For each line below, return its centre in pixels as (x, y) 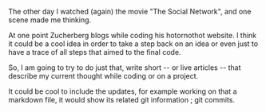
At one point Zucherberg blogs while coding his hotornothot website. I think (133, 35)
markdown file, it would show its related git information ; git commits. (122, 100)
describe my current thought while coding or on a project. (103, 76)
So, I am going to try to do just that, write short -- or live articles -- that (125, 68)
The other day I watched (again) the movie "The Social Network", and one (130, 12)
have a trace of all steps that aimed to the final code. (95, 52)
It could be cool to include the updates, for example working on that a (123, 91)
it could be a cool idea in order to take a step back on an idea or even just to (133, 44)
